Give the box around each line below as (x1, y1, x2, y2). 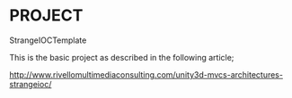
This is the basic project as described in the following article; (9, 52, 234, 62)
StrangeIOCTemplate (9, 35, 87, 45)
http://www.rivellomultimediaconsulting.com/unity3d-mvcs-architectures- (9, 69, 283, 80)
